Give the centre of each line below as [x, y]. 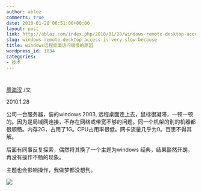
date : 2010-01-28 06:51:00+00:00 [48, 23]
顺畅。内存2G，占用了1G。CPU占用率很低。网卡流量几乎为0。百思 [93, 129]
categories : [21, 57]
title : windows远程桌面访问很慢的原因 [50, 46]
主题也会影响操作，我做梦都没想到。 [51, 170]
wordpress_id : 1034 [31, 51]
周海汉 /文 [19, 89]
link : [13, 34]
